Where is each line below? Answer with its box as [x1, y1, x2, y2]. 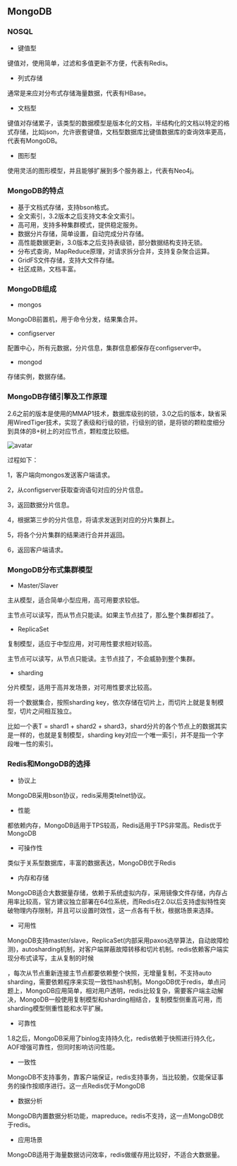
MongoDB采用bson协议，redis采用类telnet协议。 [7, 791, 150, 800]
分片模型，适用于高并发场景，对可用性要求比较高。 [7, 683, 156, 691]
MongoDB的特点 [7, 186, 64, 195]
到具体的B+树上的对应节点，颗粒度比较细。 [7, 427, 133, 435]
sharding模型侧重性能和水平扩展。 [7, 1004, 107, 1013]
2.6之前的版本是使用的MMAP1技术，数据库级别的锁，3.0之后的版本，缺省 [7, 409, 221, 418]
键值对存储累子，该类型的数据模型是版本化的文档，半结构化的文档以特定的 [7, 119, 224, 127]
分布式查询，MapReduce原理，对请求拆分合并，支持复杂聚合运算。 [17, 247, 214, 255]
